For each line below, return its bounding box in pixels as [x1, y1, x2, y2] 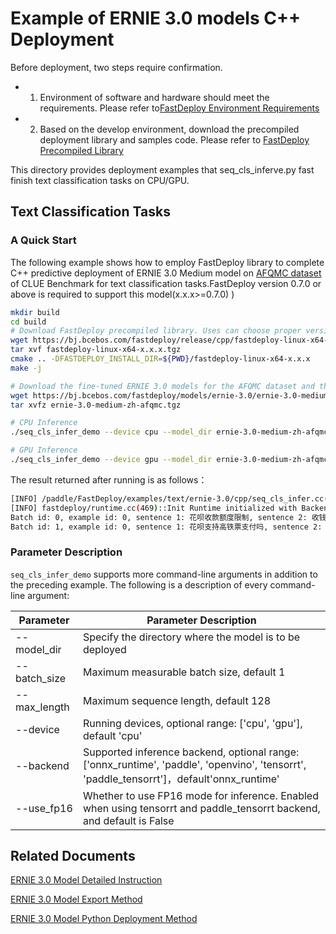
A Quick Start [10, 233, 77, 247]
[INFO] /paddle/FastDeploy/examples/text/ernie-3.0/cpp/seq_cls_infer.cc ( [10, 493, 329, 504]
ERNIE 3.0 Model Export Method [10, 893, 143, 906]
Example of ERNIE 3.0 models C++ [10, 7, 301, 30]
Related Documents [10, 848, 136, 865]
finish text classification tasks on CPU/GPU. [10, 174, 190, 186]
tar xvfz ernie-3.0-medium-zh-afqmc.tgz [10, 400, 182, 410]
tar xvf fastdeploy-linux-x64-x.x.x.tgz [10, 345, 182, 355]
